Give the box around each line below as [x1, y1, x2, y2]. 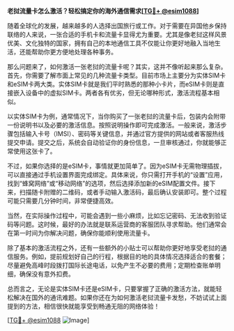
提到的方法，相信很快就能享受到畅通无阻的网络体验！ [7, 302, 160, 310]
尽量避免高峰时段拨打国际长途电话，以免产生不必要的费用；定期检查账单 [7, 261, 214, 269]
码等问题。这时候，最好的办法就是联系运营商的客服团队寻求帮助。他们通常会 [7, 220, 227, 229]
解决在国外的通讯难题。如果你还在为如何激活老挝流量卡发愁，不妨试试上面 [13, 293, 227, 302]
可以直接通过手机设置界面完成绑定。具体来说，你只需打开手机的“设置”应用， [7, 171, 226, 178]
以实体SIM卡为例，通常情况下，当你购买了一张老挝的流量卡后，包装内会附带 [7, 112, 226, 121]
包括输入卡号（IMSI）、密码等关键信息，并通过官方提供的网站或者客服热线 [13, 130, 225, 138]
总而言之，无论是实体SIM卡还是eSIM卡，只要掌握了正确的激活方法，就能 [7, 285, 216, 293]
